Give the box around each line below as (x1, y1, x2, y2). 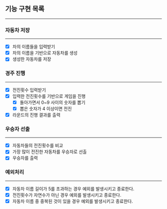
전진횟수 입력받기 (12, 87, 46, 93)
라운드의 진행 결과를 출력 (12, 112, 61, 118)
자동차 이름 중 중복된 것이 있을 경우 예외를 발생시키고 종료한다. (12, 198, 133, 204)
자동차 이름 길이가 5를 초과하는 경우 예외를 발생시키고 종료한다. (12, 186, 135, 192)
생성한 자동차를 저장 (12, 56, 51, 62)
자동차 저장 (5, 26, 30, 33)
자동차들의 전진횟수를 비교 (12, 143, 64, 149)
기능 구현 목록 (5, 4, 45, 13)
